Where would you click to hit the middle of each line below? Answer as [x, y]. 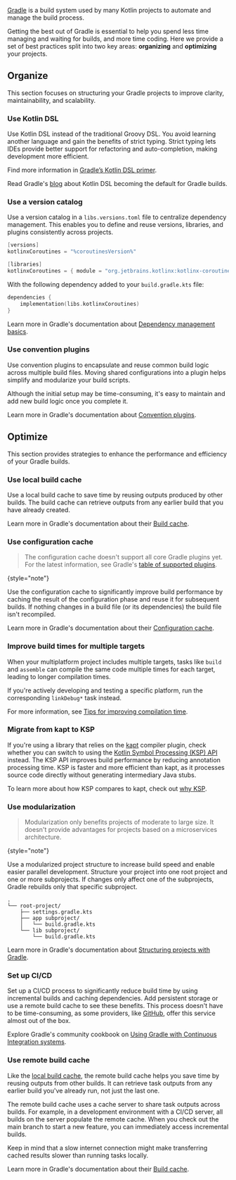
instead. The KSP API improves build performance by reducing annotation [114, 759]
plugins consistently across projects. [60, 232]
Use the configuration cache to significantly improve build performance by [115, 592]
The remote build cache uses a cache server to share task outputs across [114, 1104]
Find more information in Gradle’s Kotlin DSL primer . [82, 170]
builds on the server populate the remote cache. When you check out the [113, 1119]
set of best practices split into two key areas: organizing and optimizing [112, 46]
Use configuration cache [50, 542]
